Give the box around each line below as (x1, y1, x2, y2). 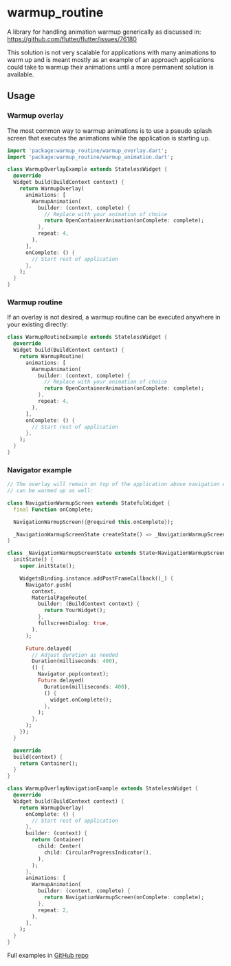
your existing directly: (7, 320, 69, 328)
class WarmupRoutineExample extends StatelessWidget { (7, 334, 168, 341)
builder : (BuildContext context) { (37, 600, 140, 607)
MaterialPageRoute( (32, 594, 88, 601)
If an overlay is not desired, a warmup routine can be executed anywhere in (7, 313, 221, 322)
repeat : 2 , (37, 907, 69, 914)
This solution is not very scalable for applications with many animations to (7, 48, 217, 56)
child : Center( (37, 843, 81, 850)
